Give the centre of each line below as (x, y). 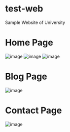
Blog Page (26, 76)
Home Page (29, 43)
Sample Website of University (35, 22)
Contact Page (34, 111)
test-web (24, 9)
